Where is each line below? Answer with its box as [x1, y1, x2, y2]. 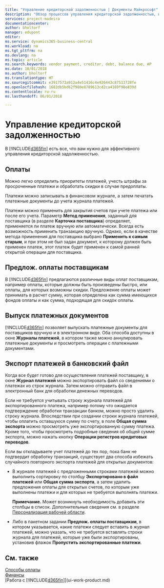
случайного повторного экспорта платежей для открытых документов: [5, 459, 154, 465]
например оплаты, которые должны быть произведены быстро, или [5, 281, 147, 287]
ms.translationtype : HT [5, 75, 54, 80]
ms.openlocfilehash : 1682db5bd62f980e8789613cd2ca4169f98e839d [5, 84, 137, 90]
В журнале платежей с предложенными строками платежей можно [12, 468, 154, 474]
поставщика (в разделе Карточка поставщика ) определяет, [5, 218, 131, 223]
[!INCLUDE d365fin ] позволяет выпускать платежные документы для [5, 324, 147, 330]
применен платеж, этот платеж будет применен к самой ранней [5, 244, 140, 250]
